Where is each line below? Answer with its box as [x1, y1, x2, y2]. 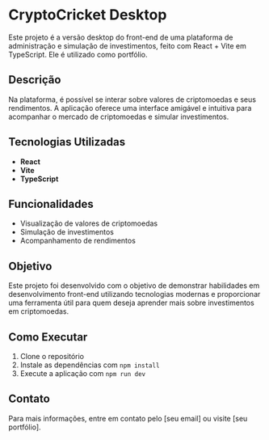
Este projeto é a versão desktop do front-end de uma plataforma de [8, 32, 233, 42]
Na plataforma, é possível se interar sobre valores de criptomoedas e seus [8, 95, 257, 104]
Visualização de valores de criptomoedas [19, 218, 158, 228]
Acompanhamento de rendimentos [19, 236, 136, 246]
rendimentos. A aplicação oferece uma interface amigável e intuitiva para [8, 103, 252, 112]
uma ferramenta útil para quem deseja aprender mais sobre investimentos [8, 298, 254, 308]
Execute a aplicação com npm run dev [19, 369, 146, 378]
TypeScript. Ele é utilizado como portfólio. [8, 49, 148, 59]
